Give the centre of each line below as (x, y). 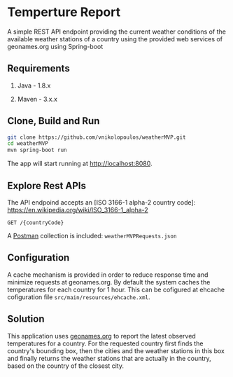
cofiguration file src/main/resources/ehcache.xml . (79, 297)
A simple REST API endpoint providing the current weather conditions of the (116, 32)
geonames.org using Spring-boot (55, 46)
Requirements (38, 68)
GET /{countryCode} (36, 223)
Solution (26, 319)
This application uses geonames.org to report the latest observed (101, 336)
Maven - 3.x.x (37, 99)
